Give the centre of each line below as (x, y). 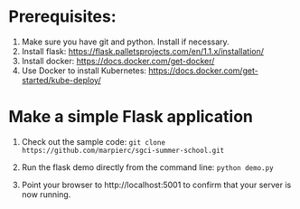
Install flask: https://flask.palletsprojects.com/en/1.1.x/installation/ (142, 51)
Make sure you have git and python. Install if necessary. (125, 42)
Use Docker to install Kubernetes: (84, 71)
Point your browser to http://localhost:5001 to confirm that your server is (156, 185)
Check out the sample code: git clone (94, 141)
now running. (46, 194)
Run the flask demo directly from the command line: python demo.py (147, 167)
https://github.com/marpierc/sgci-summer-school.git (123, 150)
